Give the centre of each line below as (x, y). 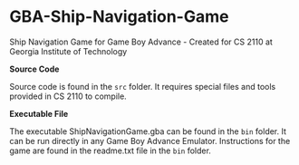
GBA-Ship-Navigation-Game (119, 17)
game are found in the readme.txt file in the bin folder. (110, 150)
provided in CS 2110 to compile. (68, 96)
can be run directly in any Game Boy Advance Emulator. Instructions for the (150, 141)
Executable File (39, 113)
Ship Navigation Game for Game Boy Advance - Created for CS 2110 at (141, 42)
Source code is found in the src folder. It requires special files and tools (143, 86)
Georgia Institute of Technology (68, 51)
